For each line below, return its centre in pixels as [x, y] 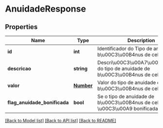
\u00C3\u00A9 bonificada [128, 109]
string [81, 69]
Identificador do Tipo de [125, 48]
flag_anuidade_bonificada [38, 103]
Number [83, 86]
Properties [21, 27]
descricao [19, 69]
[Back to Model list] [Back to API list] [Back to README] [61, 120]
